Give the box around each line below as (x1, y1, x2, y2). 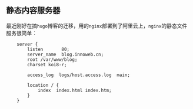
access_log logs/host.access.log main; (27, 72, 131, 78)
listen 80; (27, 46, 69, 52)
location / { (27, 82, 59, 88)
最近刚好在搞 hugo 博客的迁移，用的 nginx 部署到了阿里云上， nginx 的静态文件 (6, 22, 188, 29)
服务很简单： (6, 29, 37, 36)
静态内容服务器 (6, 5, 61, 16)
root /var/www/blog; (27, 56, 78, 63)
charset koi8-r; (27, 62, 67, 67)
